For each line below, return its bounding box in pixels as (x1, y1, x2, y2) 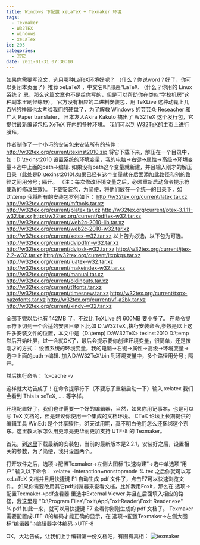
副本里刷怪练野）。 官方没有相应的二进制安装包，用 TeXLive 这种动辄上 (11, 98, 185, 105)
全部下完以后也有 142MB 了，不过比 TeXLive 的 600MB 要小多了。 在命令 (6, 315, 186, 322)
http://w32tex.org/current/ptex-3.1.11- (101, 206, 193, 213)
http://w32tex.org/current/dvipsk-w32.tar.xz (6, 245, 115, 253)
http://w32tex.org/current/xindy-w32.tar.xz (6, 302, 112, 309)
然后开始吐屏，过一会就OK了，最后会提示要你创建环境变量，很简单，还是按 (6, 337, 192, 344)
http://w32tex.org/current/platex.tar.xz (6, 206, 101, 213)
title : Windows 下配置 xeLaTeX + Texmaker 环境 (6, 8, 122, 15)
